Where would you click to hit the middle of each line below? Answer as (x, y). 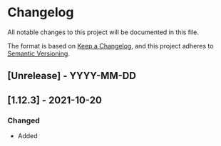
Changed (24, 120)
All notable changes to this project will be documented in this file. (103, 32)
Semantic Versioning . (38, 53)
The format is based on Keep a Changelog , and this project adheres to (110, 46)
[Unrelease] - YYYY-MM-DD (72, 76)
